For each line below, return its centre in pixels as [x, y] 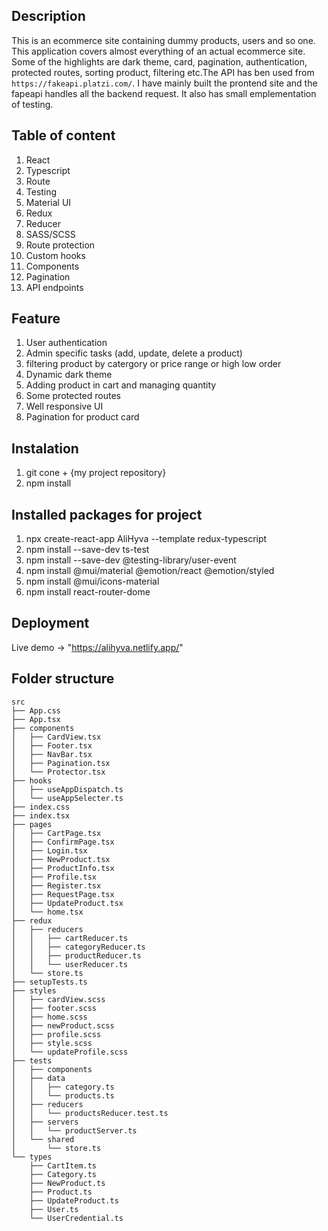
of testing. [32, 104]
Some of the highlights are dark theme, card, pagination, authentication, [159, 61]
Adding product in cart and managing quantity [121, 385]
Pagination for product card [82, 417]
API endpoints [54, 287]
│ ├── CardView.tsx [56, 737]
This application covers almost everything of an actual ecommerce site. [158, 51]
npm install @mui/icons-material [92, 581]
